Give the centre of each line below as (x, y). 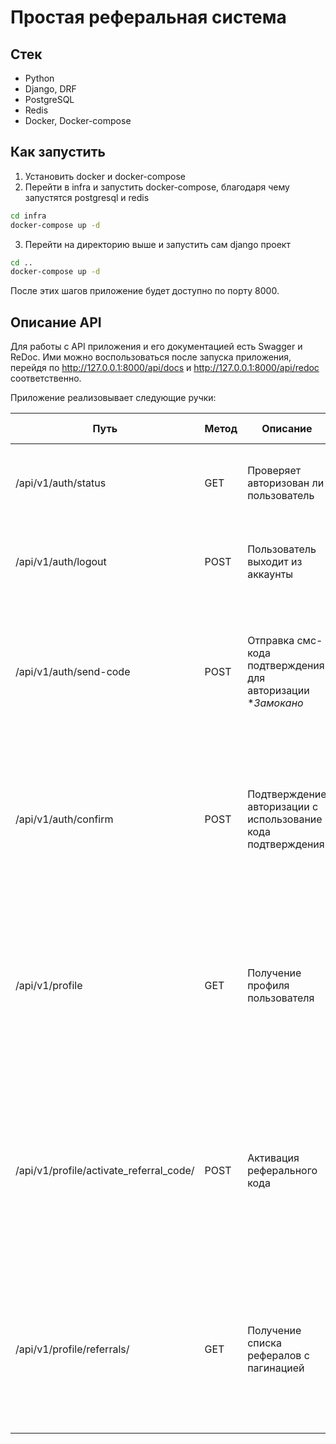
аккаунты (270, 574)
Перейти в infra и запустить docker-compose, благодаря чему (157, 187)
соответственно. (46, 378)
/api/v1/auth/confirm (64, 819)
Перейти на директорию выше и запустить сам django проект (157, 244)
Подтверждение (287, 794)
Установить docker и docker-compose (105, 176)
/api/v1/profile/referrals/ (72, 1349)
